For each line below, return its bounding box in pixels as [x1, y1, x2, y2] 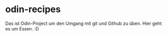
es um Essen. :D [5, 25, 39, 31]
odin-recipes [5, 4, 61, 15]
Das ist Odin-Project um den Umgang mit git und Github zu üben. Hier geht [5, 20, 162, 26]
